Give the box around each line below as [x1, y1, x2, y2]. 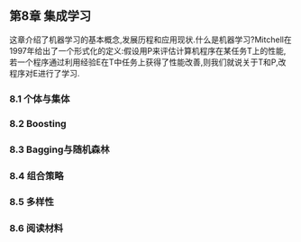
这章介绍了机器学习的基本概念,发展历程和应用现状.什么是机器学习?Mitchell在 [9, 34, 292, 45]
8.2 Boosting [9, 117, 67, 130]
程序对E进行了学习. [9, 67, 80, 78]
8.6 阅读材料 [9, 222, 64, 235]
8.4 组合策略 [9, 169, 65, 182]
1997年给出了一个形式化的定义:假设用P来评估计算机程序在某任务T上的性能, [9, 45, 287, 56]
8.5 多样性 [9, 196, 54, 209]
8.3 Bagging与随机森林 [9, 143, 110, 156]
